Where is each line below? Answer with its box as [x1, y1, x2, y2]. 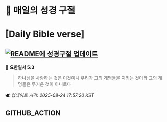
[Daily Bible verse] [5, 28, 85, 40]
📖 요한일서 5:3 [5, 64, 35, 70]
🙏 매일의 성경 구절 [5, 5, 76, 16]
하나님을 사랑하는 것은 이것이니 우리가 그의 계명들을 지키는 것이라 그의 [17, 75, 157, 81]
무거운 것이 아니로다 [31, 81, 71, 87]
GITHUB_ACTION [5, 109, 61, 117]
